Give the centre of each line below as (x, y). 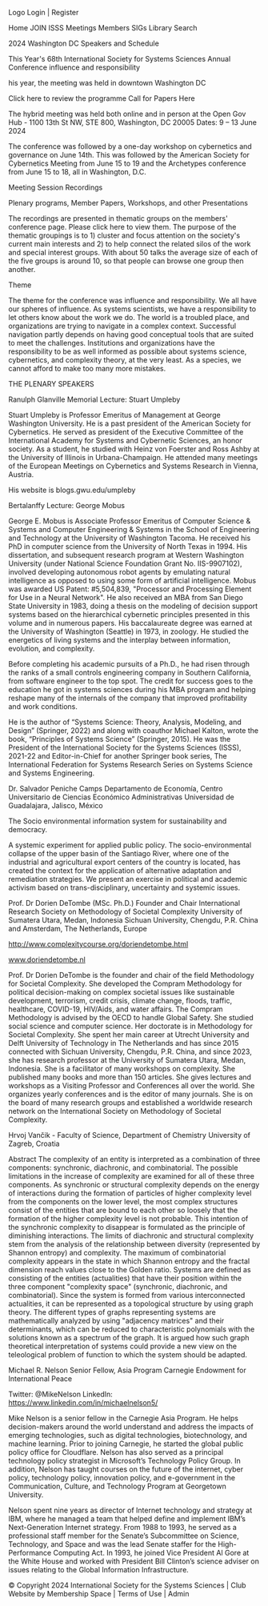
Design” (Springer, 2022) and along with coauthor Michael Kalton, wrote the (133, 731)
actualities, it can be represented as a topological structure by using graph (131, 1304)
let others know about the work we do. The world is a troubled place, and (129, 317)
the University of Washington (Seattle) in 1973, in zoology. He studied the (129, 631)
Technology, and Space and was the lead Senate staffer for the (112, 1544)
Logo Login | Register (44, 12)
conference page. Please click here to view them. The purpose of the (122, 227)
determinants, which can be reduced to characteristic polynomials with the (132, 1329)
